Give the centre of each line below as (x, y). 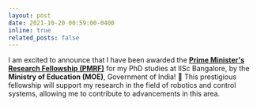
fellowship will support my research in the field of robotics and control (122, 85)
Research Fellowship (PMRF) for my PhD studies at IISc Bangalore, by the (129, 69)
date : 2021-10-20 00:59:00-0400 (61, 23)
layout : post (30, 15)
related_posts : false (44, 38)
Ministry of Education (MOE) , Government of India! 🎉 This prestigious (123, 77)
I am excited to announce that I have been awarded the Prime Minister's (127, 60)
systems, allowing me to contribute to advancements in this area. (114, 94)
